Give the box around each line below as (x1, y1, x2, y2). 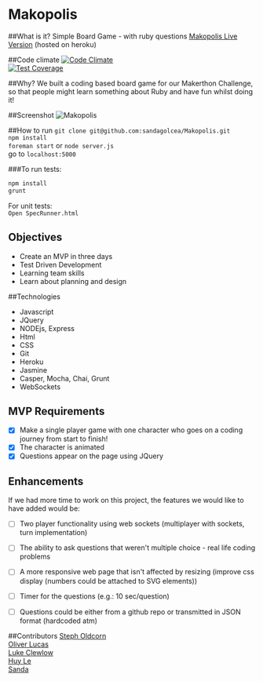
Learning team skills (19, 268, 85, 278)
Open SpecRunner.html (8, 209, 79, 217)
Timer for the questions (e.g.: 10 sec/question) (19, 591, 170, 601)
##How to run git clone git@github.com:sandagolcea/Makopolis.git (8, 126, 231, 135)
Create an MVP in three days (19, 251, 113, 260)
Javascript (19, 307, 54, 316)
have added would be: (8, 504, 80, 513)
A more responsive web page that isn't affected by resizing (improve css (19, 567, 255, 577)
